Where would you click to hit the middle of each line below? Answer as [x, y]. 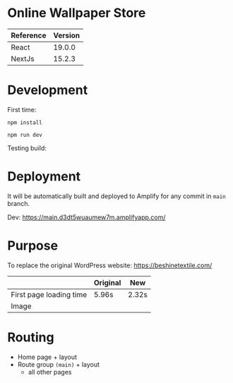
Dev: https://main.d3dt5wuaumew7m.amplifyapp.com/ [86, 217]
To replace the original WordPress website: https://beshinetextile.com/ [110, 265]
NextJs [23, 59]
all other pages [50, 372]
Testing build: [27, 148]
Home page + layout [47, 357]
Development [48, 90]
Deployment [44, 177]
